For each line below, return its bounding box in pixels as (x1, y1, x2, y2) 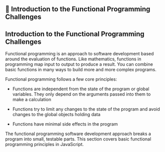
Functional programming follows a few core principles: (5, 76, 117, 82)
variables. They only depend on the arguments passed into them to (12, 91, 151, 97)
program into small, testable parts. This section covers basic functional (5, 136, 151, 142)
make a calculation (12, 97, 51, 103)
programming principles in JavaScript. (5, 142, 84, 148)
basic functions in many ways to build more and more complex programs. (5, 67, 156, 73)
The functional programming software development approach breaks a (5, 131, 151, 137)
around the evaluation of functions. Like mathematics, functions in (5, 56, 141, 62)
